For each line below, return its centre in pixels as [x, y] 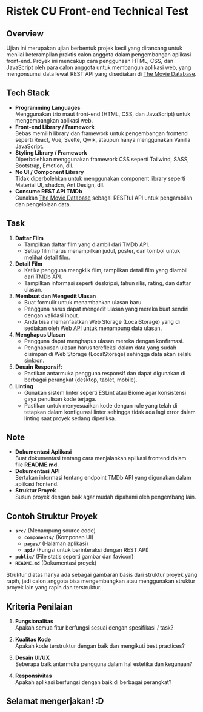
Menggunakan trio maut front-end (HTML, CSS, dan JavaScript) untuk [103, 114]
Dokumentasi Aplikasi [43, 452]
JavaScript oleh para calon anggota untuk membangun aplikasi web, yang [99, 67]
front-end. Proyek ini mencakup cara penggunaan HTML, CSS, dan [90, 61]
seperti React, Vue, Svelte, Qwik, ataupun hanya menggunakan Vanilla [103, 139]
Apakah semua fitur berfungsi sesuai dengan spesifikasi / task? [94, 628]
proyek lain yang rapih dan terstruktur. [54, 588]
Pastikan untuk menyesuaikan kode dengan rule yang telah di [101, 405]
